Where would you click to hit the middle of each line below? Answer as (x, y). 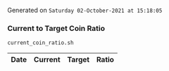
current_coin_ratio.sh (40, 43)
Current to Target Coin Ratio (56, 28)
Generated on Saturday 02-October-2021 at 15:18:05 (85, 10)
